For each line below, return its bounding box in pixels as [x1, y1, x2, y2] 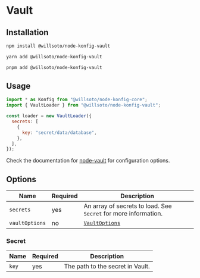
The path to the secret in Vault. [64, 263, 150, 271]
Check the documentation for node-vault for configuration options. [6, 157, 170, 164]
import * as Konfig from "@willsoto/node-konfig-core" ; [6, 96, 148, 103]
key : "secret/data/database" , [21, 129, 97, 136]
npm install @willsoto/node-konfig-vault [6, 43, 111, 49]
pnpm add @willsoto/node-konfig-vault [6, 64, 102, 70]
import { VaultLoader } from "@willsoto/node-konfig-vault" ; [6, 102, 161, 108]
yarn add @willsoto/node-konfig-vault [6, 54, 102, 60]
